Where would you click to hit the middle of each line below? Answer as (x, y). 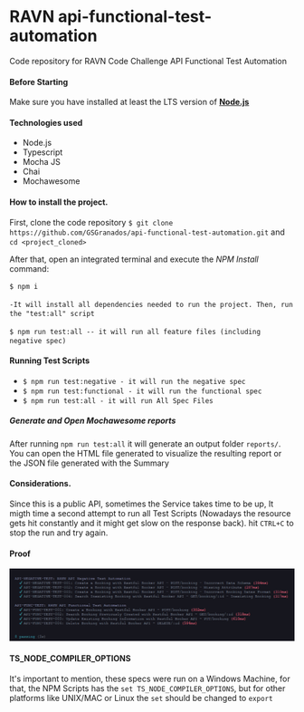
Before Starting (39, 82)
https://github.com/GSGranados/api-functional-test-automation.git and (147, 232)
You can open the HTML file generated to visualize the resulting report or (146, 453)
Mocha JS (41, 162)
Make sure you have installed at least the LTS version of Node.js (129, 102)
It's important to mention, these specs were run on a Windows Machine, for (150, 678)
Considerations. (40, 484)
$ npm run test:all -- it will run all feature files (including (135, 332)
